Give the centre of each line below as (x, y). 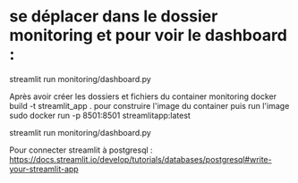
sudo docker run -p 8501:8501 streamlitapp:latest (100, 115)
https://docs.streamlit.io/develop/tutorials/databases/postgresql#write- (140, 159)
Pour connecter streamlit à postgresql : (81, 150)
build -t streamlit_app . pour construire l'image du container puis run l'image (149, 105)
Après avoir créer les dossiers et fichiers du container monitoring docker (143, 96)
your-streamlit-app (44, 169)
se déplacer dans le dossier (114, 17)
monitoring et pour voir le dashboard (149, 35)
